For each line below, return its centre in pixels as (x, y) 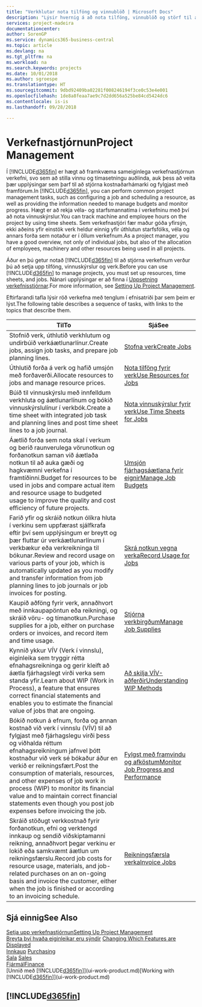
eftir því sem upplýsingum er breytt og (63, 533)
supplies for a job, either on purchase (62, 626)
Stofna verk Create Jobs (158, 347)
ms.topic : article (29, 46)
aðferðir (135, 681)
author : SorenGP (26, 34)
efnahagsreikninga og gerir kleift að (60, 666)
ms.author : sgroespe (32, 79)
